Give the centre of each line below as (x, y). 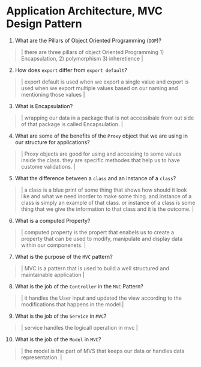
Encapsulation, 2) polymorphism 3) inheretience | (82, 58)
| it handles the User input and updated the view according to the (101, 298)
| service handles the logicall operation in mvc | (79, 327)
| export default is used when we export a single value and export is (105, 82)
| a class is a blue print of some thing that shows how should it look (104, 190)
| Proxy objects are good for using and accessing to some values (101, 154)
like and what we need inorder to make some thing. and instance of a (106, 196)
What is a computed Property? (52, 220)
